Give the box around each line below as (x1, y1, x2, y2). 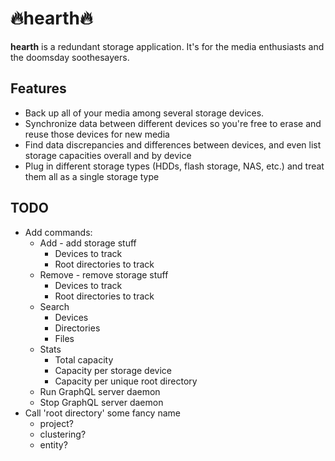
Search (39, 300, 70, 312)
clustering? (39, 428, 87, 440)
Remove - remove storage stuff (39, 268, 169, 281)
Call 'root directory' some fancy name (24, 407, 181, 419)
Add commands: (24, 226, 93, 238)
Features (10, 80, 67, 97)
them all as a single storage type (24, 170, 160, 182)
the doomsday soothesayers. (10, 51, 130, 63)
